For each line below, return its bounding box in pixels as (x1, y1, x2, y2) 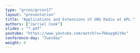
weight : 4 (5, 40, 26, 45)
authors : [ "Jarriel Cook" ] (5, 21, 63, 27)
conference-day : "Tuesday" (5, 36, 63, 41)
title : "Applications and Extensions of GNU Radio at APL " (5, 17, 136, 22)
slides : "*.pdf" (5, 26, 42, 31)
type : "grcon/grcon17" (5, 7, 53, 13)
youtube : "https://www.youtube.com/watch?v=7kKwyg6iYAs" (5, 31, 129, 36)
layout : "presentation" (5, 12, 56, 17)
